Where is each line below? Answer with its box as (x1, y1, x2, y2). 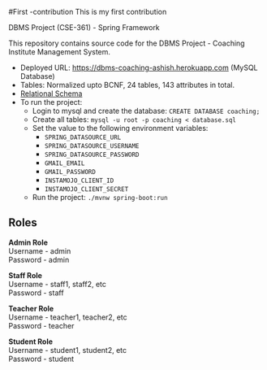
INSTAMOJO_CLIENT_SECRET (44, 185, 129, 194)
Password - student (8, 354, 75, 363)
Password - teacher (8, 320, 75, 330)
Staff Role (8, 270, 43, 280)
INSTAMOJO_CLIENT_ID (44, 176, 114, 185)
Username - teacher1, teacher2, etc (8, 312, 127, 322)
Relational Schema (19, 89, 83, 98)
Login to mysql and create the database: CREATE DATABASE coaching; (32, 106, 261, 115)
